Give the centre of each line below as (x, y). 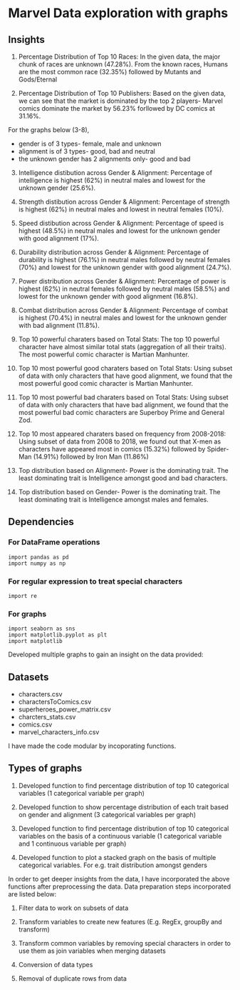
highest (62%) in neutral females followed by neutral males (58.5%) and (124, 289)
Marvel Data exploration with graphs (118, 13)
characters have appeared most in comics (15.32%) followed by (112, 449)
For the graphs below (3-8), (49, 130)
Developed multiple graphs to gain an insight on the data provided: (106, 654)
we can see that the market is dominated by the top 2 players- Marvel (120, 101)
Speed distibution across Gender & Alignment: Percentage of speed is (121, 223)
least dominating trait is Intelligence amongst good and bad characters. (123, 478)
